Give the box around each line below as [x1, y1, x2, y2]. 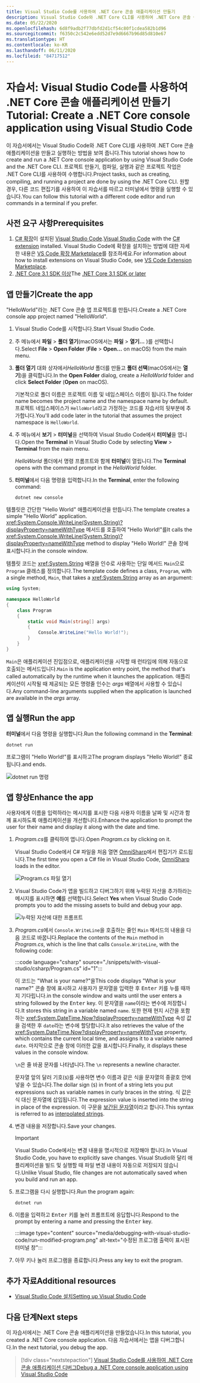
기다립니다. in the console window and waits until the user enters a [21, 992, 182, 999]
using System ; [6, 585, 42, 592]
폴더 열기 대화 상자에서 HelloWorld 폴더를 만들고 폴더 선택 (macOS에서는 [14, 364, 182, 371]
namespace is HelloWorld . [14, 418, 79, 426]
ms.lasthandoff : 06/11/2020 [6, 48, 76, 54]
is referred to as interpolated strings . [14, 1110, 105, 1118]
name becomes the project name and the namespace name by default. [14, 398, 189, 405]
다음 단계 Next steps [6, 1312, 79, 1322]
